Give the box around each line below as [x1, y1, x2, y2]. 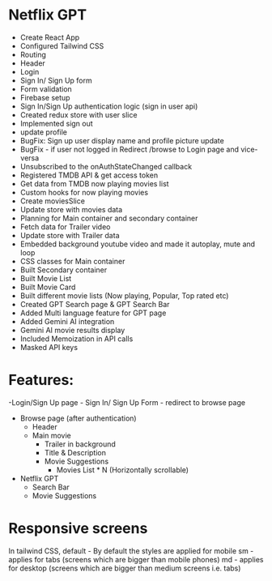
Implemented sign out [19, 118, 93, 128]
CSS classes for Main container [19, 256, 125, 266]
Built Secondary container [19, 265, 108, 275]
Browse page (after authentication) [19, 413, 137, 423]
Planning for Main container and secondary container [19, 213, 198, 223]
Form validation [19, 83, 73, 94]
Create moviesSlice [19, 196, 85, 206]
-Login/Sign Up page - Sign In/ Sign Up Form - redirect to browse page [8, 397, 245, 407]
